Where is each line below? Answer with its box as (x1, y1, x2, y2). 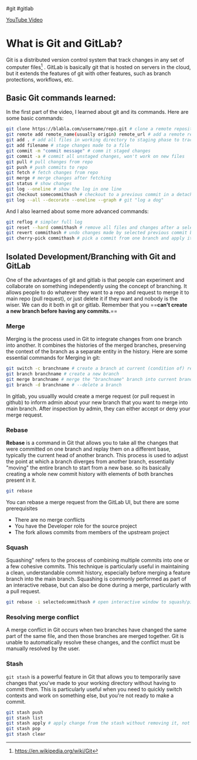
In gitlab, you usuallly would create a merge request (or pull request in (6, 393, 175, 400)
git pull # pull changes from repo (6, 158, 93, 165)
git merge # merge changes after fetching (6, 175, 111, 181)
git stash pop (6, 726, 41, 732)
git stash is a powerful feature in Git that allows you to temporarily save (6, 673, 181, 680)
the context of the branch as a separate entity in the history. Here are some (6, 348, 188, 355)
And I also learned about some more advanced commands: (6, 208, 149, 215)
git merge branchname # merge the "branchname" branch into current (6, 377, 177, 383)
